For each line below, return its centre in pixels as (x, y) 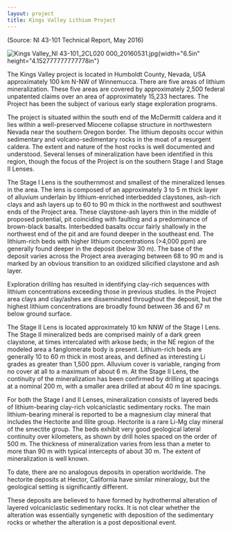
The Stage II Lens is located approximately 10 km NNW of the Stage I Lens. (114, 327)
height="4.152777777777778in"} (53, 60)
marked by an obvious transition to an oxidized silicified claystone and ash (113, 263)
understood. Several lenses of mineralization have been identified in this (110, 154)
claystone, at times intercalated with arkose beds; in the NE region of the (111, 341)
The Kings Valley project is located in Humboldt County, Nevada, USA (107, 74)
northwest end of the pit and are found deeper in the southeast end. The (110, 234)
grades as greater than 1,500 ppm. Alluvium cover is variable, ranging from (114, 364)
